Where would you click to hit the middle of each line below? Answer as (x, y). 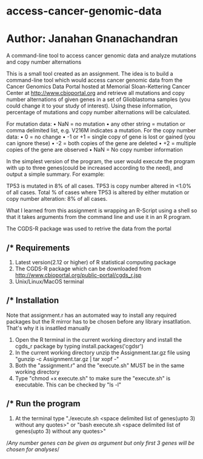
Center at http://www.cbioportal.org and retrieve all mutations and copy (95, 93)
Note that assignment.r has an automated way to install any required (92, 315)
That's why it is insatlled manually (48, 328)
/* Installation (33, 301)
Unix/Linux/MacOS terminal (49, 281)
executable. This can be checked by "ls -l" (68, 385)
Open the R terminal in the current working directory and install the (98, 339)
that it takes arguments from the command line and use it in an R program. (99, 217)
